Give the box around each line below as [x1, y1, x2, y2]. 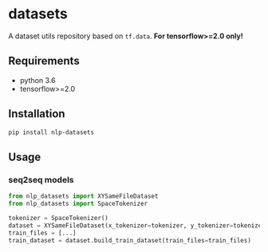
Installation [8, 107, 65, 120]
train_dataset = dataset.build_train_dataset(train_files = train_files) [8, 236, 251, 244]
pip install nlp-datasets [8, 128, 94, 136]
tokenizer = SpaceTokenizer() [8, 214, 109, 222]
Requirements [8, 54, 80, 68]
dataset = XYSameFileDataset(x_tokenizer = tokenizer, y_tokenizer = [8, 221, 234, 230]
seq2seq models [8, 174, 74, 185]
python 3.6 [19, 75, 56, 85]
